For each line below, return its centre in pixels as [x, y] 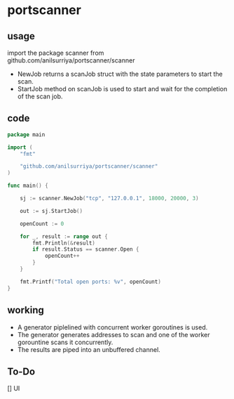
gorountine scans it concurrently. [65, 342]
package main [26, 135]
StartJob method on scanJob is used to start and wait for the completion [122, 89]
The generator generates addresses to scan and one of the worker [113, 334]
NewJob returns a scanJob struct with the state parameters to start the [120, 74]
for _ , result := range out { [64, 236]
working [26, 310]
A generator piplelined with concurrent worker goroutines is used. [112, 327]
